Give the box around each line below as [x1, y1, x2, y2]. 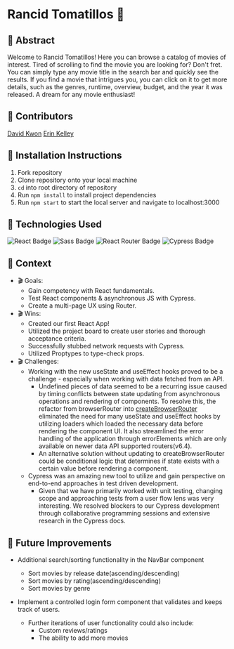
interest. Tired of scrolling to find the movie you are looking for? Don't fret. [7, 60, 223, 69]
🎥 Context [7, 257, 51, 269]
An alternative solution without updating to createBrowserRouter [38, 450, 225, 458]
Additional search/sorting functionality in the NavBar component [17, 556, 204, 564]
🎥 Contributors [7, 110, 74, 122]
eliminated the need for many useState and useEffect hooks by [38, 412, 221, 421]
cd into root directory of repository [17, 183, 117, 192]
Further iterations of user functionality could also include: [27, 619, 195, 627]
